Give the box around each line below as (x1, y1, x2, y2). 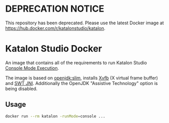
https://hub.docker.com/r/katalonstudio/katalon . (5, 25, 106, 31)
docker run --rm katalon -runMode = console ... (5, 113, 106, 119)
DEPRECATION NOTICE (5, 3, 105, 15)
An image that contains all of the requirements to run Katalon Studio (5, 59, 147, 66)
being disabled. (5, 86, 38, 92)
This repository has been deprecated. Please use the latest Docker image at (5, 20, 164, 26)
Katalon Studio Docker (5, 43, 103, 55)
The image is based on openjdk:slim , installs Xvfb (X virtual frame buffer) (5, 74, 158, 81)
